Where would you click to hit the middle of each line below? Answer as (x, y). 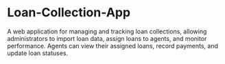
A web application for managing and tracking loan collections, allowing (107, 31)
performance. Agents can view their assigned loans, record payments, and (113, 46)
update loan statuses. (38, 53)
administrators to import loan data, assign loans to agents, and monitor (107, 38)
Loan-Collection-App (69, 13)
